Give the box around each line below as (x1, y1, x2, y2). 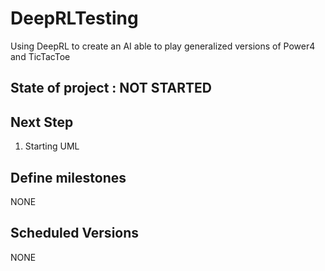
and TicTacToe (10, 50, 71, 62)
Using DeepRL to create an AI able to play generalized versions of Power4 (10, 40, 316, 52)
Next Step (10, 113, 74, 131)
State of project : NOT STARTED (10, 80, 212, 97)
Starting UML (24, 140, 80, 152)
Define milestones (10, 169, 127, 186)
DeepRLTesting (10, 7, 139, 30)
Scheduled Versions (10, 225, 140, 242)
